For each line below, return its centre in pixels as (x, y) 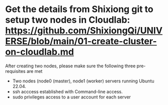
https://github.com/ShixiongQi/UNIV (84, 31)
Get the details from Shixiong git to (79, 9)
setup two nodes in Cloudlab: (68, 20)
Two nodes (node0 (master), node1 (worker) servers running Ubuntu (83, 81)
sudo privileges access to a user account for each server (72, 97)
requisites (16, 71)
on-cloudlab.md (40, 52)
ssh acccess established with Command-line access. (68, 91)
